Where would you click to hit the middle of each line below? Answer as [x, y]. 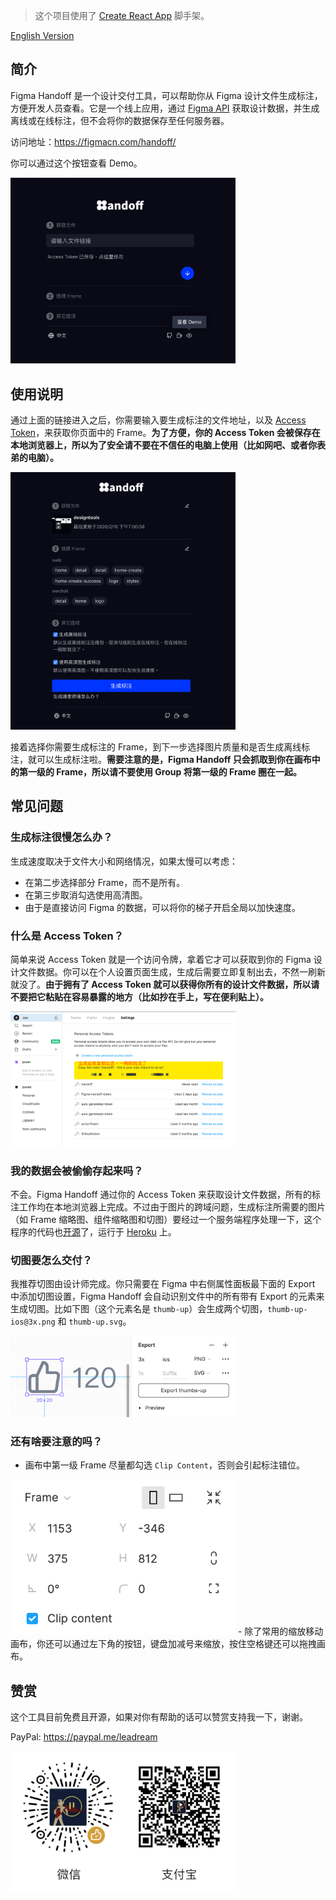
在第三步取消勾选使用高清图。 [86, 895]
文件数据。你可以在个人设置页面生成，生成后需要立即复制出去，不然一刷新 [172, 971]
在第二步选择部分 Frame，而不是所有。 [105, 882]
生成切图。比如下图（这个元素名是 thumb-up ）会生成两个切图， [139, 1309]
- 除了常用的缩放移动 [280, 1631]
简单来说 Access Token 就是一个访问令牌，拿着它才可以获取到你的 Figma [161, 959]
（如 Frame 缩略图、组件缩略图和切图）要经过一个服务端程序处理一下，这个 [166, 1220]
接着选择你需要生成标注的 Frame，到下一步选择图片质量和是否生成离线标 [160, 746]
